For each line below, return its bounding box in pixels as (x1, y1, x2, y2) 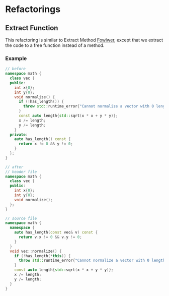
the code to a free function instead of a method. (5, 42, 105, 48)
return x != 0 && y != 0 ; (18, 141, 73, 147)
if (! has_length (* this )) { (14, 253, 71, 258)
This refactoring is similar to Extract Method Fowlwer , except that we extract (5, 37, 163, 43)
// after (5, 164, 24, 169)
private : (10, 132, 28, 137)
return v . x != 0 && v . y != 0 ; (18, 234, 82, 240)
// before (5, 67, 26, 72)
